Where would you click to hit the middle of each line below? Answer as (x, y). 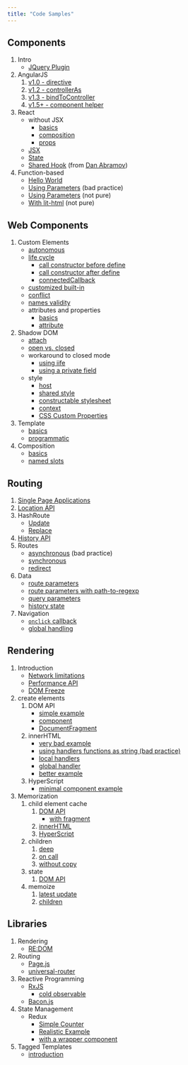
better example (61, 773)
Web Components (48, 225)
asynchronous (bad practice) (70, 553)
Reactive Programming (51, 978)
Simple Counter (61, 1024)
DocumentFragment (68, 728)
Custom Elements (43, 243)
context (50, 408)
